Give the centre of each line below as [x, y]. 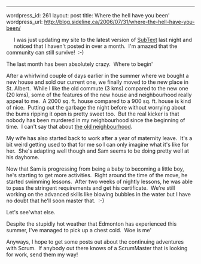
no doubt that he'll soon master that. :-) [55, 201]
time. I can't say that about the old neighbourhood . [69, 127]
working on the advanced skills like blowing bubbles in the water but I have [99, 194]
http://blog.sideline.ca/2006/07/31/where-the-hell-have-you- [119, 22]
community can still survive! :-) [45, 52]
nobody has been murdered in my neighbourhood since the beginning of [96, 120]
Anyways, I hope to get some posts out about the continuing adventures [95, 242]
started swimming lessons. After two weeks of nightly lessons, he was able [100, 181]
